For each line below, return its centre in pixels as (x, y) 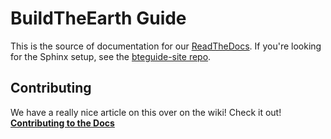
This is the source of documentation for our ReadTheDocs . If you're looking (166, 46)
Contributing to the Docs (62, 123)
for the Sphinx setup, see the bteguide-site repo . (111, 56)
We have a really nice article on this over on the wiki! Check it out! (146, 112)
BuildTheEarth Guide (98, 18)
